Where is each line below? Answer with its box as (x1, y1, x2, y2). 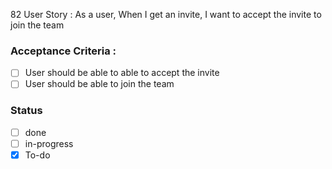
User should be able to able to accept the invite (24, 67, 220, 79)
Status (10, 104, 43, 118)
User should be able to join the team (24, 78, 175, 90)
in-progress (24, 137, 74, 149)
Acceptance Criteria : (10, 44, 117, 58)
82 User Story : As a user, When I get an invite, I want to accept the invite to (10, 9, 322, 20)
